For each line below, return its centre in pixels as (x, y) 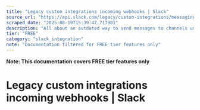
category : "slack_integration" (45, 39)
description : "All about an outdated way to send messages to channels (97, 28)
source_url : (21, 17)
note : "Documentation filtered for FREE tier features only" (84, 45)
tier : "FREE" (22, 34)
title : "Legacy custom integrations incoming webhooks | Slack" (87, 12)
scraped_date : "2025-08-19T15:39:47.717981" (62, 22)
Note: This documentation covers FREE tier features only (78, 61)
